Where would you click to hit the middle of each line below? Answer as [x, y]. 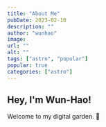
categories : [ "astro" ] [40, 71]
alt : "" [18, 53]
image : [17, 40]
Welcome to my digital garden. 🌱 [54, 117]
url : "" [18, 46]
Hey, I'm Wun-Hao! [49, 100]
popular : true [28, 65]
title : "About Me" [34, 14]
